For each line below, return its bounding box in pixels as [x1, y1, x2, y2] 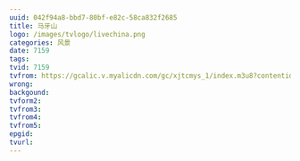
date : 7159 [9, 47, 50, 55]
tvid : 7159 [9, 64, 50, 72]
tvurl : [9, 138, 34, 147]
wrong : [9, 80, 34, 89]
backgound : [9, 88, 50, 97]
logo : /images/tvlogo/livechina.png [9, 30, 146, 38]
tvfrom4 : [9, 113, 42, 122]
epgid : [9, 130, 34, 139]
